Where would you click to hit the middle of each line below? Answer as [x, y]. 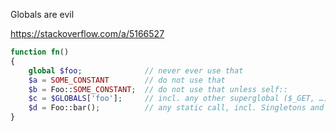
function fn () [40, 52]
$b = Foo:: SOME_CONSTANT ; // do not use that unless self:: [158, 89]
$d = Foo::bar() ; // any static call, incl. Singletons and [176, 108]
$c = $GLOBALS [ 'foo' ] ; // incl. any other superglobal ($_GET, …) [178, 99]
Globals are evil [42, 14]
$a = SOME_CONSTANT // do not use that [127, 80]
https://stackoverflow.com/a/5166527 [87, 33]
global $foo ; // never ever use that [136, 70]
